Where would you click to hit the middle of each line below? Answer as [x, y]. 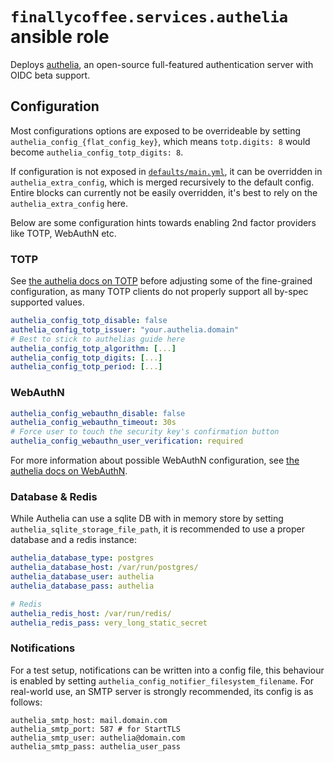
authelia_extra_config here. [69, 203]
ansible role [60, 37]
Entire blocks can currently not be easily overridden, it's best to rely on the [164, 192]
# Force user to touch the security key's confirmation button [145, 432]
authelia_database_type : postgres [82, 558]
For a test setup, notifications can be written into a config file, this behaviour [167, 670]
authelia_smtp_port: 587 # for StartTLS [96, 729]
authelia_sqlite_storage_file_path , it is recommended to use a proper [157, 529]
